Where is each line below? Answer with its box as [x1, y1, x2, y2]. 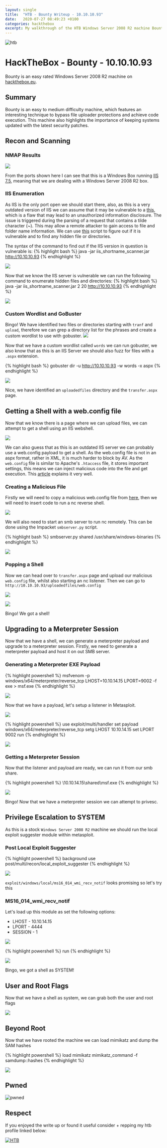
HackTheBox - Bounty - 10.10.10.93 [5, 57, 153, 68]
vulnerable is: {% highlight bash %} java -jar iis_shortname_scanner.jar [5, 248, 150, 254]
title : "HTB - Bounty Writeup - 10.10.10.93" [5, 12, 103, 17]
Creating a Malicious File [5, 483, 66, 490]
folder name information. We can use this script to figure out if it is [5, 228, 141, 234]
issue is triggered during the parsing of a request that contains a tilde [5, 217, 147, 223]
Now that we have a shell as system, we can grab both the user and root [5, 995, 153, 1001]
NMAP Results [5, 152, 41, 159]
